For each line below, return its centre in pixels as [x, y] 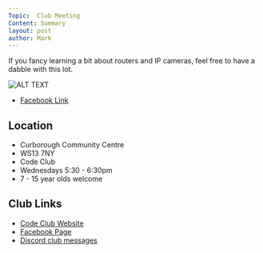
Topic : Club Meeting [44, 16]
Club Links [35, 204]
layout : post [30, 30]
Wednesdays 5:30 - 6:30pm [66, 171]
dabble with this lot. [41, 70]
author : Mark [30, 38]
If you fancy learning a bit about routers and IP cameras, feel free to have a [132, 61]
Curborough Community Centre [72, 145]
